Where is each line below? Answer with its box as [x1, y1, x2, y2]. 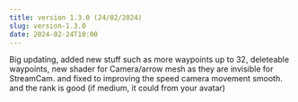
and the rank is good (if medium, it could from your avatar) [9, 82, 226, 94]
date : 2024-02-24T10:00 [9, 30, 99, 38]
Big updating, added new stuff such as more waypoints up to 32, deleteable [9, 55, 290, 65]
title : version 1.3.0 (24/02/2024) [9, 13, 143, 22]
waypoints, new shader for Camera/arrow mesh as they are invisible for [9, 64, 274, 74]
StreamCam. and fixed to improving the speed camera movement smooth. [9, 73, 283, 84]
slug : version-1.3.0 [9, 21, 87, 30]
